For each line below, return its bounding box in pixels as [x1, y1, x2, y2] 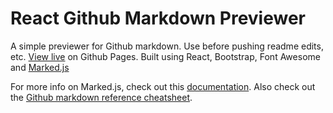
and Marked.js [10, 61, 70, 73]
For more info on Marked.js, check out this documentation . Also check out [10, 80, 316, 92]
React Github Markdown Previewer [10, 7, 306, 30]
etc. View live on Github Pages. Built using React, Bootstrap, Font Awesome [10, 50, 321, 62]
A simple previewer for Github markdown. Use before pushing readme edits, [10, 40, 324, 52]
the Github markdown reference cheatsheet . [10, 91, 193, 103]
